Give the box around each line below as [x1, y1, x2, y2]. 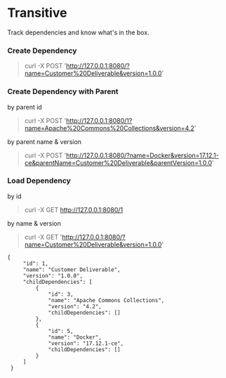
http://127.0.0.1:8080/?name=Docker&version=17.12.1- [66, 151, 219, 159]
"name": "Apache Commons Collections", [48, 296, 165, 304]
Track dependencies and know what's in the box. [7, 28, 149, 37]
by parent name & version [7, 137, 82, 145]
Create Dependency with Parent [7, 86, 119, 96]
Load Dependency [7, 176, 72, 185]
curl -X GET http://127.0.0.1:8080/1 [24, 205, 124, 214]
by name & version [7, 219, 62, 228]
